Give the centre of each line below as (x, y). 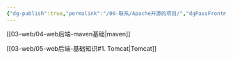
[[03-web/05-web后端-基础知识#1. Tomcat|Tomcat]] (82, 48)
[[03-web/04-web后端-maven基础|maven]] (69, 34)
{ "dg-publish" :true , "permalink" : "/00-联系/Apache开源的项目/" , (96, 13)
